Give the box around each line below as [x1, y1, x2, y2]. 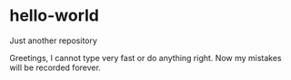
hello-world [9, 5, 100, 26]
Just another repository [9, 35, 98, 46]
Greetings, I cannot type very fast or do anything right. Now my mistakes [9, 52, 282, 63]
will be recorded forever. [9, 62, 102, 73]
